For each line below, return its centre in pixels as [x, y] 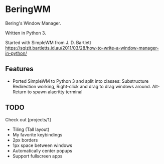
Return [19, 92]
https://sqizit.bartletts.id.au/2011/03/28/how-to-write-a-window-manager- [82, 48]
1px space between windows [42, 145]
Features [19, 69]
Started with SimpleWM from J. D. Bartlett [48, 42]
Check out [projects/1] [28, 119]
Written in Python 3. [26, 33]
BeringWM [28, 9]
